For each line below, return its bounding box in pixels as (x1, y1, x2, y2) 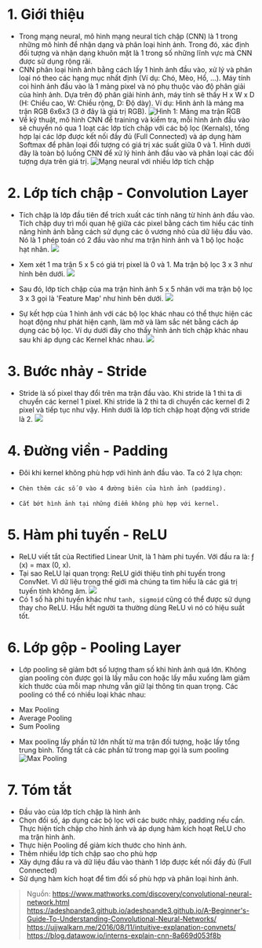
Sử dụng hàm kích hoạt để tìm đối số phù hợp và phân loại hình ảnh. (18, 873, 239, 883)
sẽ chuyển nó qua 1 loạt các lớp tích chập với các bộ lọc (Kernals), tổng (18, 123, 250, 133)
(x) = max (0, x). (18, 560, 71, 569)
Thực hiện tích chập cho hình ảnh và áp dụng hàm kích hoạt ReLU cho (18, 823, 246, 833)
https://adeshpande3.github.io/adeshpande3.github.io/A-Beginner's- (26, 906, 250, 915)
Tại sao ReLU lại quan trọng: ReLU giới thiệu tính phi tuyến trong (18, 568, 226, 578)
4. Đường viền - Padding (7, 442, 169, 459)
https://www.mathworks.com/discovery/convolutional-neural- (52, 889, 253, 899)
